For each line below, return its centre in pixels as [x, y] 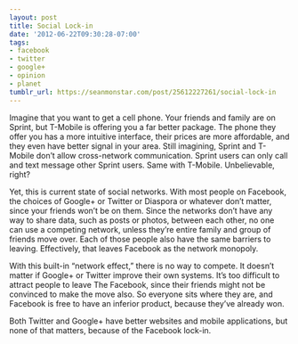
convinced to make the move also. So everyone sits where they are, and [141, 294]
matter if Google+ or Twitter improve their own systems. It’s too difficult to [145, 275]
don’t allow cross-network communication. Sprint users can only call [162, 155]
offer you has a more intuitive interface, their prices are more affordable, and [149, 136]
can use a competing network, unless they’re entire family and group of [140, 229]
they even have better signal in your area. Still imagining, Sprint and [133, 146]
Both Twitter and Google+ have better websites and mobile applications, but [149, 321]
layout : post [33, 17]
